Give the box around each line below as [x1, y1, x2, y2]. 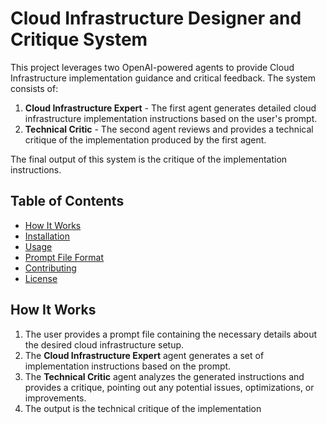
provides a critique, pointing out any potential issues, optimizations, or [24, 381, 315, 393]
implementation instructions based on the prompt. [24, 360, 232, 372]
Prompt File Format [24, 251, 104, 263]
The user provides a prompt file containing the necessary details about [24, 328, 318, 340]
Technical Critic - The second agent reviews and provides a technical [24, 123, 314, 135]
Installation [24, 230, 71, 242]
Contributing [24, 262, 77, 274]
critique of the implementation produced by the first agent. [24, 133, 267, 146]
